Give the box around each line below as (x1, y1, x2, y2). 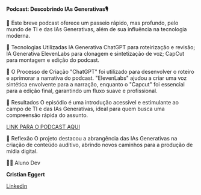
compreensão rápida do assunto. (6, 112, 88, 119)
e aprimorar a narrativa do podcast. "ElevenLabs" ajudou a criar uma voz (6, 74, 187, 82)
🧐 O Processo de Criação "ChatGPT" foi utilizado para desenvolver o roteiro (6, 68, 194, 75)
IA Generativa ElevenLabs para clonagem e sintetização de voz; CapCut (6, 50, 185, 57)
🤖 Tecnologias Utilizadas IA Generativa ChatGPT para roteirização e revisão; (6, 44, 196, 50)
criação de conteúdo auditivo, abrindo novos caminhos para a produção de (6, 141, 193, 148)
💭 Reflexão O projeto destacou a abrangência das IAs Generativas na (6, 135, 178, 142)
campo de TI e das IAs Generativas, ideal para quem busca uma (6, 105, 165, 112)
